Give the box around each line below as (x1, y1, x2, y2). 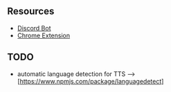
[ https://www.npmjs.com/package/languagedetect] (17, 77, 164, 85)
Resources (7, 6, 55, 17)
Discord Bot (17, 24, 51, 32)
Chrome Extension (17, 31, 71, 39)
